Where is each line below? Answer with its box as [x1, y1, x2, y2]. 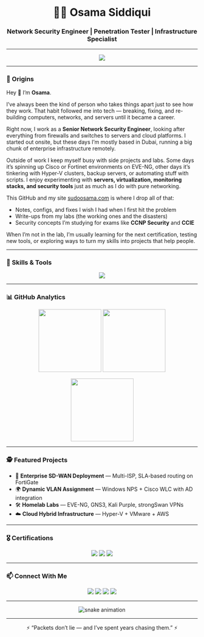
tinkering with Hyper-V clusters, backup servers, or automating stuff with [6, 169, 189, 177]
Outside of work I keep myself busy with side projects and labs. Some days [6, 157, 194, 164]
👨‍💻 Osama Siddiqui [53, 5, 151, 19]
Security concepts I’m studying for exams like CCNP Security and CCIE [15, 219, 195, 226]
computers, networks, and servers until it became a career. [27, 113, 175, 121]
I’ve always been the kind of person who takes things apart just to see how [6, 100, 194, 108]
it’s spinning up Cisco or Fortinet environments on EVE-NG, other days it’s [6, 163, 191, 170]
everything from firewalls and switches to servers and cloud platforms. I [6, 132, 186, 139]
